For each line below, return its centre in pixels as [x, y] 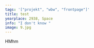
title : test [17, 14]
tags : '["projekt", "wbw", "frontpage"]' [47, 9]
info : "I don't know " [28, 23]
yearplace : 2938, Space [29, 18]
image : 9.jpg [18, 28]
